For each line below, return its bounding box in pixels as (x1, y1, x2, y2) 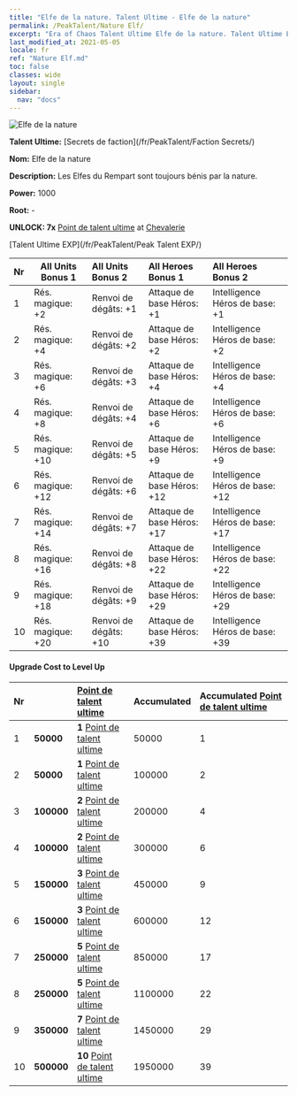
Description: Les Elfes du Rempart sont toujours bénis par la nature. (9, 171, 258, 181)
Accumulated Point (199, 689, 283, 701)
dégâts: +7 (91, 522, 137, 534)
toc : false (9, 63, 49, 72)
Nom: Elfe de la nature (9, 154, 91, 165)
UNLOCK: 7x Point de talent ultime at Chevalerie (9, 222, 186, 233)
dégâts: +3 (91, 376, 137, 388)
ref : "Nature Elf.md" (9, 54, 89, 63)
